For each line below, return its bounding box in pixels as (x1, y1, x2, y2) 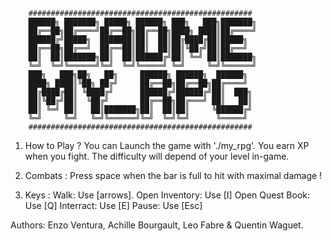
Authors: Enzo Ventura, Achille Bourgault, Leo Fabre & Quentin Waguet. (10, 219, 304, 231)
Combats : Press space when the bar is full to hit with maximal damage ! (24, 170, 323, 181)
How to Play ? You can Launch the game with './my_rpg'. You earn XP (24, 140, 310, 151)
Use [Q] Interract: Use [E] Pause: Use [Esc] (24, 200, 203, 211)
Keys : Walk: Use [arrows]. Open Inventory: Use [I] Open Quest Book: (24, 189, 311, 201)
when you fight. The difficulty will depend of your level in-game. (24, 150, 290, 162)
